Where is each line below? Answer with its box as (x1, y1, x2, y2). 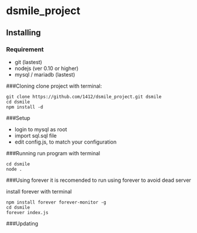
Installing (6, 28, 41, 38)
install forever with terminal (6, 188, 72, 195)
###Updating (6, 219, 38, 227)
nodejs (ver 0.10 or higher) (14, 65, 79, 72)
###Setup (6, 114, 31, 121)
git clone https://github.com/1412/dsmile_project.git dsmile (6, 94, 162, 99)
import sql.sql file (14, 132, 57, 139)
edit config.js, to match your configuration (14, 138, 116, 145)
